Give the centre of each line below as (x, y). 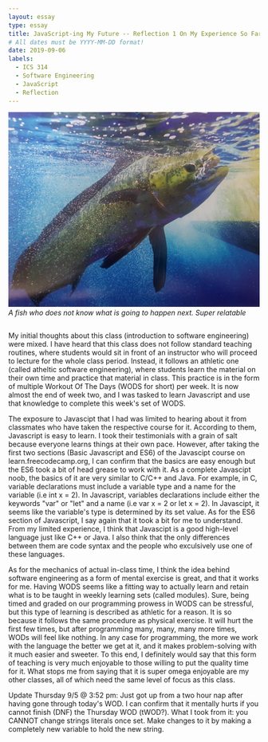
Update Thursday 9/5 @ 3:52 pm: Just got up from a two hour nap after (126, 695)
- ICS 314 (32, 68)
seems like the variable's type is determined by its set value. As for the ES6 (132, 512)
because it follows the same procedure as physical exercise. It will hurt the (131, 621)
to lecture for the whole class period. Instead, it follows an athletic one (124, 361)
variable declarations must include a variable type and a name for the (122, 487)
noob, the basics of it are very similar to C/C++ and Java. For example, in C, (133, 478)
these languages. (37, 555)
